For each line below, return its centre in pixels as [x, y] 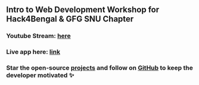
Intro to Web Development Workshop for [83, 10]
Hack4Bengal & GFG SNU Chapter [70, 19]
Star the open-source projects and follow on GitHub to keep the [100, 68]
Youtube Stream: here [39, 36]
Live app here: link [33, 52]
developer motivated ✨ [40, 75]
